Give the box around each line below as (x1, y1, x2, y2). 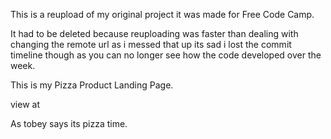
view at (10, 99, 41, 110)
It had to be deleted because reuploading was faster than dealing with (10, 28, 299, 39)
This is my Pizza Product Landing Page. (10, 79, 174, 91)
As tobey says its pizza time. (10, 118, 128, 129)
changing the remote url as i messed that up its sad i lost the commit (10, 39, 292, 50)
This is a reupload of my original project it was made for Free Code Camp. (10, 9, 315, 20)
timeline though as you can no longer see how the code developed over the (10, 49, 322, 61)
